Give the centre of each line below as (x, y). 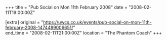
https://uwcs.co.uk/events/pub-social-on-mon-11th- (97, 22)
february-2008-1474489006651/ (39, 27)
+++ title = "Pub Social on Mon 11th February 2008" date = (67, 7)
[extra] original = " (24, 22)
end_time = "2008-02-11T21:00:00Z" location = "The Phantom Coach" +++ (83, 33)
